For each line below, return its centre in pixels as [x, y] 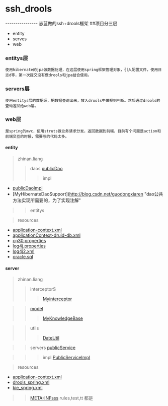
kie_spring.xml [27, 388]
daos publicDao [46, 169]
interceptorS [43, 289]
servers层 [18, 89]
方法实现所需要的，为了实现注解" [47, 200]
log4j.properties [29, 246]
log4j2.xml [23, 251]
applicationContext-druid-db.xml [47, 235]
